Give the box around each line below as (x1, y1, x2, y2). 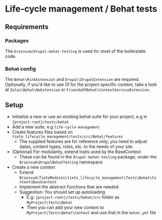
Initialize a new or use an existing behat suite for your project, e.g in (12, 113, 147, 119)
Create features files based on (12, 129, 73, 135)
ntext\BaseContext (19, 179, 57, 185)
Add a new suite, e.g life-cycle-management (12, 124, 100, 129)
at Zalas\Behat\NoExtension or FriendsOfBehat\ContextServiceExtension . (5, 87, 150, 93)
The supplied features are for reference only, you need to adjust (19, 138, 147, 144)
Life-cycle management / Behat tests (5, 3, 158, 15)
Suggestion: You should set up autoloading (19, 189, 105, 195)
